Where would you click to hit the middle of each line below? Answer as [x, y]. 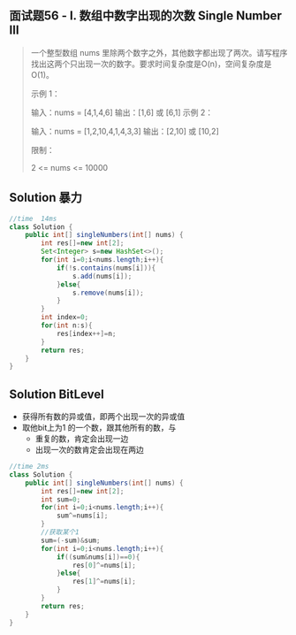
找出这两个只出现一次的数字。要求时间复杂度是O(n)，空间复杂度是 [151, 64]
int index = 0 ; [65, 317]
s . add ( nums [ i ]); [102, 276]
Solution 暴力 [46, 198]
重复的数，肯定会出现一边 [82, 439]
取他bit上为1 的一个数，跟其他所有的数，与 [99, 428]
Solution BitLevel [57, 394]
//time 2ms [29, 467]
